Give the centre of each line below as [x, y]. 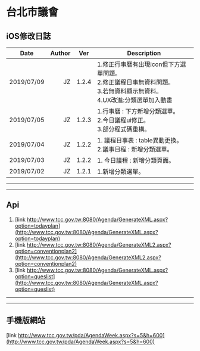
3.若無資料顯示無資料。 [130, 91]
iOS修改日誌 [29, 36]
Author [60, 53]
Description [144, 53]
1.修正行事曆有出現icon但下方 [139, 64]
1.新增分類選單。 [121, 172]
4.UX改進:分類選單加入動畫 [135, 100]
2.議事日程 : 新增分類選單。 [135, 149]
